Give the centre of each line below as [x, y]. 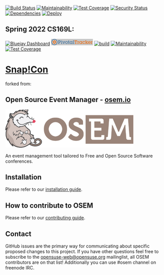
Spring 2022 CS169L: [40, 29]
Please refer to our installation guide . [44, 189]
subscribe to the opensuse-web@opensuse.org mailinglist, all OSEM [77, 257]
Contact [18, 234]
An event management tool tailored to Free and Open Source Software [79, 156]
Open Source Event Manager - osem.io [68, 100]
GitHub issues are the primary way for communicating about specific [77, 246]
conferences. [19, 161]
